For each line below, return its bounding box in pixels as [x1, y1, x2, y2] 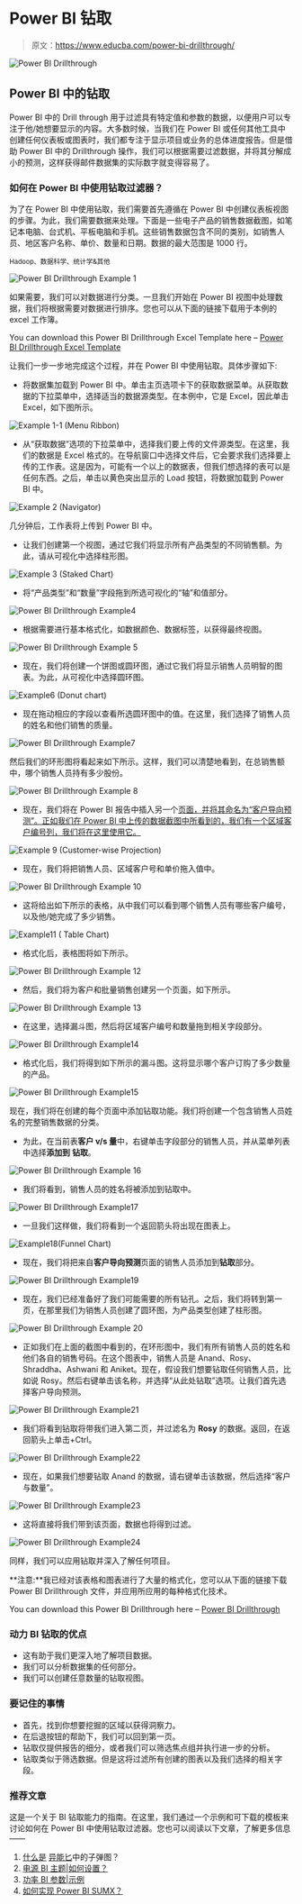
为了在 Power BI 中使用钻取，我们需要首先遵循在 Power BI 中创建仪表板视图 [9, 204, 289, 214]
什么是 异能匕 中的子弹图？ [22, 1851, 120, 1862]
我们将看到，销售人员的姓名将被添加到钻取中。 [22, 1184, 196, 1195]
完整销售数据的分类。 [24, 1116, 104, 1127]
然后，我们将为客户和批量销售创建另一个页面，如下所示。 [22, 984, 235, 996]
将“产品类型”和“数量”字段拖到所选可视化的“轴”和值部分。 [22, 588, 233, 598]
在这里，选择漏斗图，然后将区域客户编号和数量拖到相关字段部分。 [22, 1021, 267, 1032]
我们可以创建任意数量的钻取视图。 [22, 1672, 149, 1683]
